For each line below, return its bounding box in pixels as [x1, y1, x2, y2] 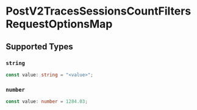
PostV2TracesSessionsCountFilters [5, 4, 192, 18]
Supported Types [5, 41, 74, 52]
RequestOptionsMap [5, 17, 113, 31]
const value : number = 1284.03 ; [5, 98, 88, 105]
